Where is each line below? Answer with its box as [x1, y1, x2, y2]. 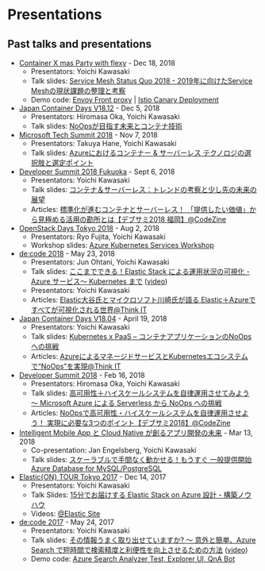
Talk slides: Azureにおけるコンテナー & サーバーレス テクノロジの [30, 149, 245, 157]
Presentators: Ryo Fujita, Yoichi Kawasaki [30, 232, 166, 241]
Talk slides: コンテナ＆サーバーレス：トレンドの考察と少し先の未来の [30, 185, 257, 194]
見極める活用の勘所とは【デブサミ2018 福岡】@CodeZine [37, 214, 227, 224]
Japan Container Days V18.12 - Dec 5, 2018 [18, 103, 160, 113]
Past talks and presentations [7, 37, 152, 51]
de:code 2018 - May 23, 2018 [18, 249, 116, 258]
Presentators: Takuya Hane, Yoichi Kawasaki [30, 139, 177, 148]
